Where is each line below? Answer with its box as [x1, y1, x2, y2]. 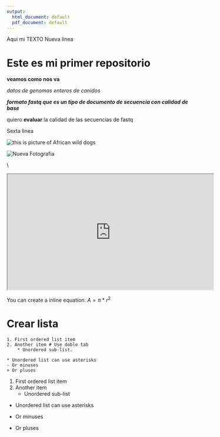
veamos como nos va [6, 76, 60, 83]
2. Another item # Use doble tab [6, 342, 89, 348]
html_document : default [12, 14, 70, 20]
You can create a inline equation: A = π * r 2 [6, 295, 111, 303]
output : [6, 8, 26, 15]
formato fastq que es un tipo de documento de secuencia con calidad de [6, 98, 188, 106]
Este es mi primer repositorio [6, 56, 151, 69]
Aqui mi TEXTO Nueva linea [6, 36, 74, 43]
